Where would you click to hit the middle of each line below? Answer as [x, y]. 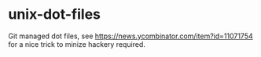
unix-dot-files [54, 14]
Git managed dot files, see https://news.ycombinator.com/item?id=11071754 [130, 36]
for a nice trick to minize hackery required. [77, 44]
